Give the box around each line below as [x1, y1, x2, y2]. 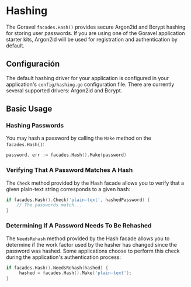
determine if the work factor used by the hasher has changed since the [6, 241, 177, 248]
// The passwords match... [16, 202, 82, 208]
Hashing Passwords [6, 122, 64, 130]
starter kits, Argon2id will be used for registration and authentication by [6, 36, 178, 43]
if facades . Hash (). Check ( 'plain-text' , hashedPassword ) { [6, 197, 150, 203]
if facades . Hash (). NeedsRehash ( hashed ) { [6, 265, 109, 271]
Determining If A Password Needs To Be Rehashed [6, 222, 152, 230]
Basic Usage [6, 104, 53, 114]
